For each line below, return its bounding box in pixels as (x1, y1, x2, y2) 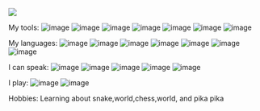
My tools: (8, 23, 40, 32)
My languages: (8, 39, 58, 47)
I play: (8, 78, 29, 88)
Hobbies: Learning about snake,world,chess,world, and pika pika (8, 93, 224, 103)
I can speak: (8, 63, 49, 72)
